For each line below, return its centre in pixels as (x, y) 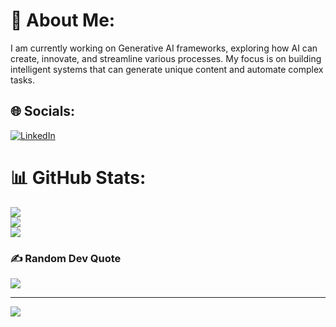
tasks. (23, 80)
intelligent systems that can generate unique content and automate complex (167, 69)
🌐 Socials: (43, 111)
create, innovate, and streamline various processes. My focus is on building (166, 58)
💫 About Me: (63, 20)
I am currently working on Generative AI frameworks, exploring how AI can (164, 48)
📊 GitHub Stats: (78, 177)
